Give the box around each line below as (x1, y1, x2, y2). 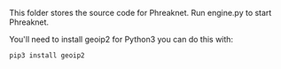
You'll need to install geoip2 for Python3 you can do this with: (9, 34, 233, 44)
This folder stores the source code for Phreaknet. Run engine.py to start (9, 8, 272, 18)
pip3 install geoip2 (9, 51, 86, 60)
